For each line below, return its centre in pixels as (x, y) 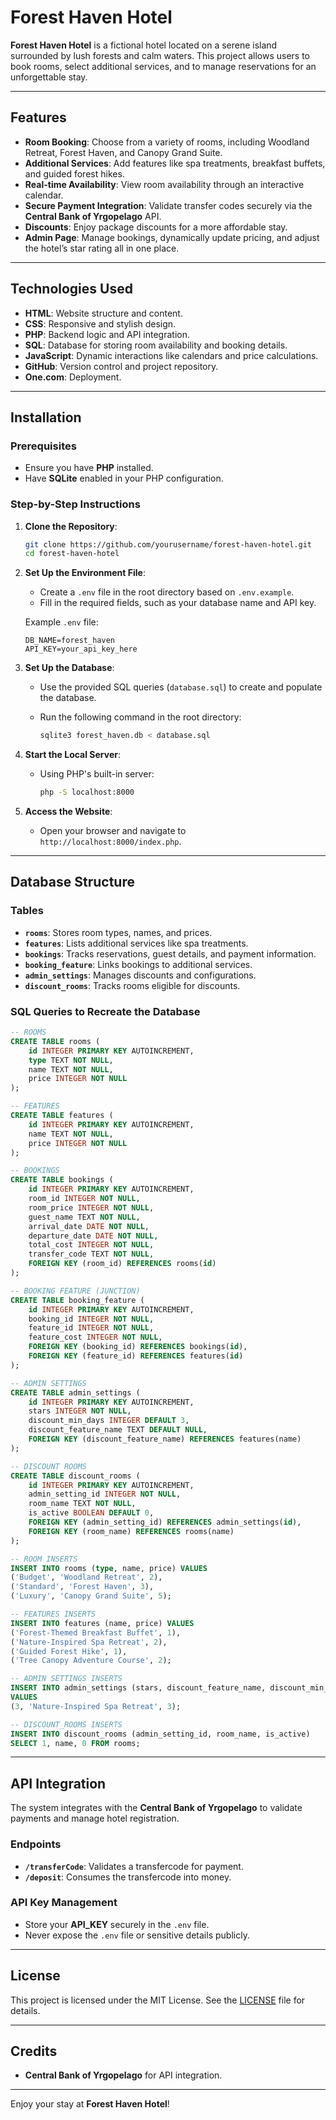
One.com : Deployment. (73, 377)
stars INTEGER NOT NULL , (80, 1411)
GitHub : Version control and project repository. (121, 366)
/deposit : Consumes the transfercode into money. (128, 1877)
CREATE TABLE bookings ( (62, 1180)
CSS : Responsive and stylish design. (100, 323)
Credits (34, 2051)
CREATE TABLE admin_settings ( (75, 1392)
